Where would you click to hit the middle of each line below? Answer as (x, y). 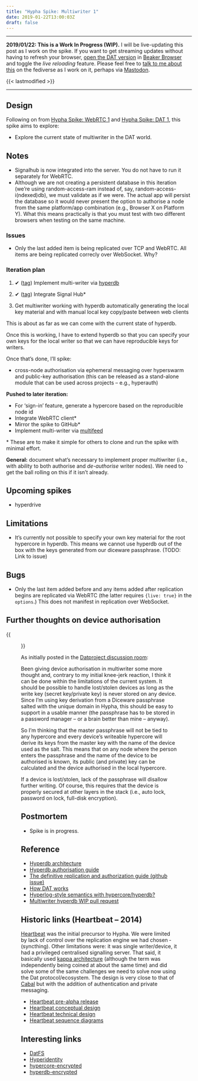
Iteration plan (26, 270)
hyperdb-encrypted (53, 1072)
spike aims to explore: (33, 126)
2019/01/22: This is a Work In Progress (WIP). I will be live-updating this (95, 45)
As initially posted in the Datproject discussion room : (85, 657)
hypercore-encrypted (56, 1066)
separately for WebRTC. (44, 176)
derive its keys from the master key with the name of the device (98, 742)
